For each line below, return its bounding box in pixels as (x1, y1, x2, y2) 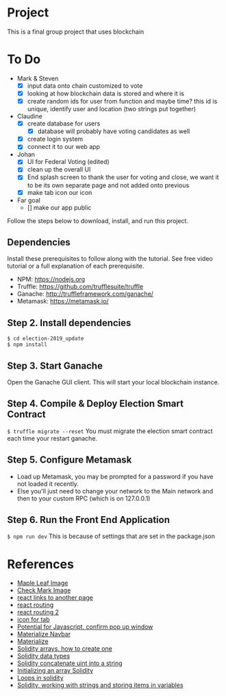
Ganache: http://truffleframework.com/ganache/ (16, 290, 154, 298)
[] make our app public (27, 203, 92, 211)
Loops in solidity (16, 674, 64, 682)
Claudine (16, 112, 42, 121)
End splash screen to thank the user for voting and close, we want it (27, 173, 219, 181)
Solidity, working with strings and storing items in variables (16, 681, 184, 689)
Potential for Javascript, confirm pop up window (16, 623, 153, 631)
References (7, 556, 74, 572)
